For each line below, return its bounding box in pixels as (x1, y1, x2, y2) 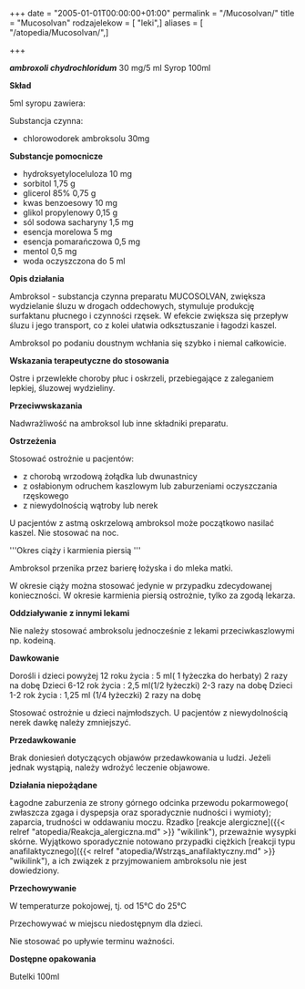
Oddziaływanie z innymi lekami (9, 608, 130, 618)
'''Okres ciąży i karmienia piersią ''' (9, 545, 141, 555)
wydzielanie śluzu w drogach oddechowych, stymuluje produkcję (9, 301, 255, 311)
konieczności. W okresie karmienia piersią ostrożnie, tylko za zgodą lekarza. (9, 590, 296, 601)
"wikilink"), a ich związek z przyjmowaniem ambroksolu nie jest (9, 856, 248, 866)
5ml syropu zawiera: (9, 98, 86, 108)
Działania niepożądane (9, 779, 98, 790)
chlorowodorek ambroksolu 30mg (22, 133, 150, 144)
